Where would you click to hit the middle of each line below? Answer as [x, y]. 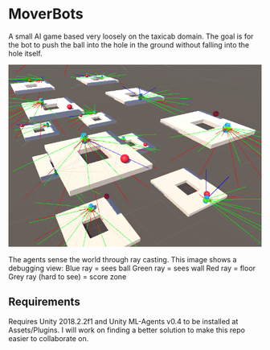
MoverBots [46, 14]
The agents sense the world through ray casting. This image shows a [123, 259]
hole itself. [25, 53]
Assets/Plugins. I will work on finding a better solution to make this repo [127, 330]
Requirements [44, 302]
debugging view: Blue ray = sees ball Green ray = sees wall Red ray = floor [132, 268]
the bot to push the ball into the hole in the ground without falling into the [129, 44]
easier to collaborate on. [49, 338]
